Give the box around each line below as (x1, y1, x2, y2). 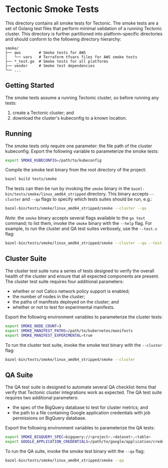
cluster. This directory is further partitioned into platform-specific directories (5, 31, 162, 37)
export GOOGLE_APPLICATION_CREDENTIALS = (5, 439, 91, 444)
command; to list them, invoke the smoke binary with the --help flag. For (5, 220, 152, 226)
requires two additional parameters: (5, 395, 78, 401)
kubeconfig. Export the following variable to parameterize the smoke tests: (5, 148, 159, 154)
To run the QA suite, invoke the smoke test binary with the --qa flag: (5, 448, 145, 454)
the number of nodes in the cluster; (12, 293, 85, 299)
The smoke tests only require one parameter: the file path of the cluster (5, 143, 152, 149)
